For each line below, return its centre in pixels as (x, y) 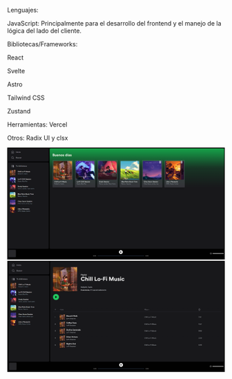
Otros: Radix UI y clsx (38, 138)
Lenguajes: (23, 10)
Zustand (19, 111)
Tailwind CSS (26, 98)
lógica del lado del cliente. (44, 31)
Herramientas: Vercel (37, 124)
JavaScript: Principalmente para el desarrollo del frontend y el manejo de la (114, 23)
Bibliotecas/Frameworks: (42, 44)
